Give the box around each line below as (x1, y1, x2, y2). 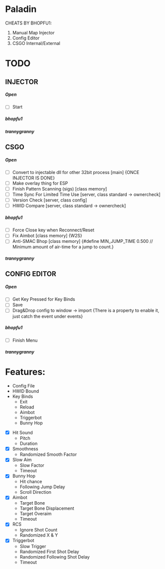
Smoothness (12, 446, 38, 452)
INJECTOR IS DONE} (12, 175, 55, 181)
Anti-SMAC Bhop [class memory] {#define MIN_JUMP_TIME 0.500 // (12, 238, 153, 244)
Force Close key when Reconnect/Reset (12, 227, 94, 233)
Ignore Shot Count (19, 527, 58, 533)
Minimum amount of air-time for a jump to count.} (12, 244, 114, 250)
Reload (19, 404, 34, 410)
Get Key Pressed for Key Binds (12, 296, 76, 302)
